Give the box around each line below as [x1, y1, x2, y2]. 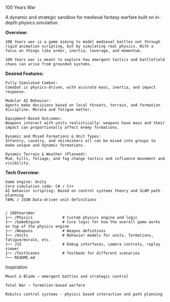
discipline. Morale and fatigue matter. [5, 107, 93, 112]
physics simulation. [18, 20, 59, 25]
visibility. [5, 160, 31, 166]
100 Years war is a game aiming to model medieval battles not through [5, 39, 160, 44]
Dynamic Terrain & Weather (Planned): [5, 152, 88, 157]
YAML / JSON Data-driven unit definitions [5, 197, 97, 202]
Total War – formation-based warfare [5, 283, 86, 288]
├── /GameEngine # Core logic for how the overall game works [5, 219, 160, 225]
